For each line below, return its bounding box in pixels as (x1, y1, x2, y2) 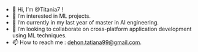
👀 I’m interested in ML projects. (12, 12, 91, 20)
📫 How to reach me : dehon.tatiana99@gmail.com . (12, 39, 142, 46)
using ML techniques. (12, 32, 67, 39)
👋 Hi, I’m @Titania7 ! (12, 6, 63, 13)
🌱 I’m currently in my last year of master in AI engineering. (12, 19, 159, 26)
